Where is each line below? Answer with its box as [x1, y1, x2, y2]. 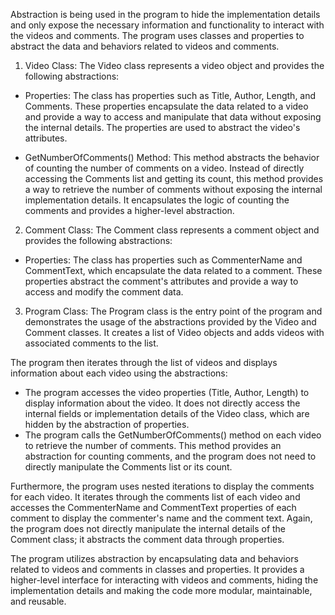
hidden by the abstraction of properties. [24, 419, 190, 430]
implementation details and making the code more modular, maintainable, [10, 585, 313, 596]
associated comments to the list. [24, 337, 159, 349]
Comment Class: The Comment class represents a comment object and [24, 224, 320, 236]
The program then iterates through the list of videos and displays [10, 357, 278, 368]
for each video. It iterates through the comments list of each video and [10, 491, 301, 503]
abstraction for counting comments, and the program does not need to [24, 450, 317, 462]
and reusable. [10, 595, 67, 607]
